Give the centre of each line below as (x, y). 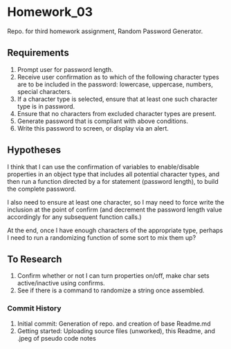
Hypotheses (34, 150)
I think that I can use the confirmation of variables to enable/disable (103, 167)
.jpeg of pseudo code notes (57, 338)
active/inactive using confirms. (61, 283)
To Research (35, 259)
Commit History (34, 308)
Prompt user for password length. (65, 69)
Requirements (38, 53)
